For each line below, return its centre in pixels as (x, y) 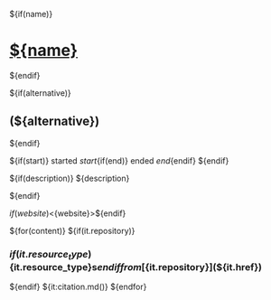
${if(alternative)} (40, 93)
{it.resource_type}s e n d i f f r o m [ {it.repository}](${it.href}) (135, 267)
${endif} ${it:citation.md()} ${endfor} (78, 287)
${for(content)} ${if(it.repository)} (72, 230)
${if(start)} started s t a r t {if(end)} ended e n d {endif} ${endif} (119, 160)
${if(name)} (31, 14)
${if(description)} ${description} (70, 178)
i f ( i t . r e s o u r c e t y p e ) (51, 255)
